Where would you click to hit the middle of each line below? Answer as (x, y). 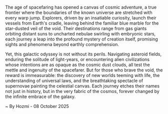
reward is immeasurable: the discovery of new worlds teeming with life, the (82, 75)
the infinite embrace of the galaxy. (40, 96)
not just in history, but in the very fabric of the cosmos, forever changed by (82, 91)
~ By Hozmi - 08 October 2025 (37, 106)
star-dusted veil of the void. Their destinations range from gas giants (76, 28)
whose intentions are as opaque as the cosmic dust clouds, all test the (77, 65)
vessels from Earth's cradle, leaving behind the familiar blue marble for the (82, 23)
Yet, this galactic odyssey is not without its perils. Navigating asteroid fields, (83, 54)
